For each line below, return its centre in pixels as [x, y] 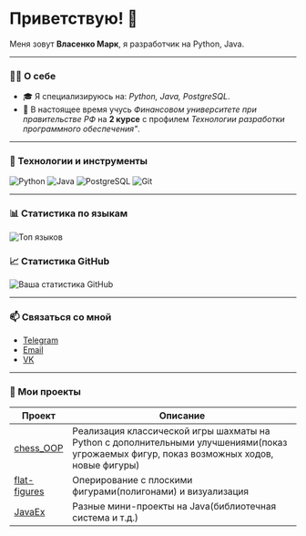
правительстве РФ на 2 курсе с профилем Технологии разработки [153, 119]
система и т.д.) [106, 517]
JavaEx [30, 511]
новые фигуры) [106, 465]
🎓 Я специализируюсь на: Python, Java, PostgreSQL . [126, 97]
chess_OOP [39, 448]
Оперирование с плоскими [133, 479]
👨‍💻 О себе [33, 76]
